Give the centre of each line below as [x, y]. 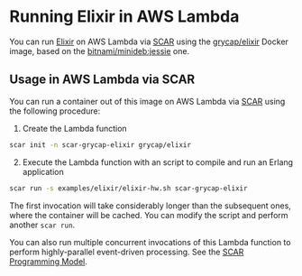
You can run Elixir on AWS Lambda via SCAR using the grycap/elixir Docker [149, 41]
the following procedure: [55, 111]
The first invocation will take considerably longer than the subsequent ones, [150, 206]
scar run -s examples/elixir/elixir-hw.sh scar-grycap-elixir [128, 188]
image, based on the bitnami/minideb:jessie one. [100, 51]
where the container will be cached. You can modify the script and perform [149, 215]
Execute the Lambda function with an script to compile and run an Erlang [158, 162]
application [43, 171]
